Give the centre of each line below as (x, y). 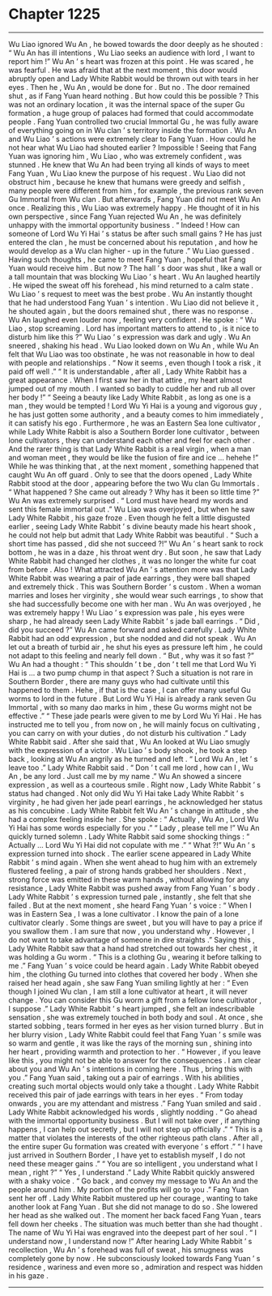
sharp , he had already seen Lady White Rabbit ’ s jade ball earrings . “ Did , (134, 621)
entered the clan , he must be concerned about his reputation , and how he (133, 242)
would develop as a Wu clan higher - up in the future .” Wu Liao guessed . (132, 250)
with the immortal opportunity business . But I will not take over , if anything (134, 1120)
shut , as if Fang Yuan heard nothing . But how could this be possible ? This (134, 96)
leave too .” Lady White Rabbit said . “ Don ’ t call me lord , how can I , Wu (131, 768)
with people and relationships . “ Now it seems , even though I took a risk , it (135, 362)
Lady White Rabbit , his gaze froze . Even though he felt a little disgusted (130, 518)
